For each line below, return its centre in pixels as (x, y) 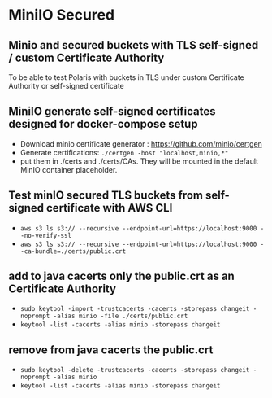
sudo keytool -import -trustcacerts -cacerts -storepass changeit (135, 309)
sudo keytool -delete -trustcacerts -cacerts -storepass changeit (135, 370)
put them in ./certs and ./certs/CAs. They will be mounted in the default (139, 161)
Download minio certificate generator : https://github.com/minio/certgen (141, 143)
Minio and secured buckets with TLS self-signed (134, 45)
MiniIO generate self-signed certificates (112, 112)
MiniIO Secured (62, 15)
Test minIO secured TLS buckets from (106, 196)
